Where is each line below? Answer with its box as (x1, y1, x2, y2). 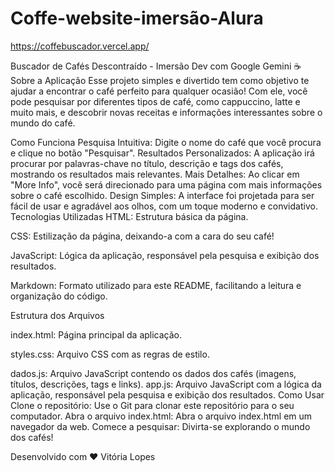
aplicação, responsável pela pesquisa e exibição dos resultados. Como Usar (10, 388, 325, 401)
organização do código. (10, 290, 108, 302)
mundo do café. (10, 117, 76, 129)
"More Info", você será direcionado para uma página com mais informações (10, 178, 323, 191)
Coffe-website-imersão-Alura (10, 7, 264, 30)
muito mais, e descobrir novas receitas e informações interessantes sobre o (10, 106, 323, 118)
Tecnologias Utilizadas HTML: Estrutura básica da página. (10, 210, 249, 222)
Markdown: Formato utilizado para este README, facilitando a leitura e (10, 279, 302, 291)
